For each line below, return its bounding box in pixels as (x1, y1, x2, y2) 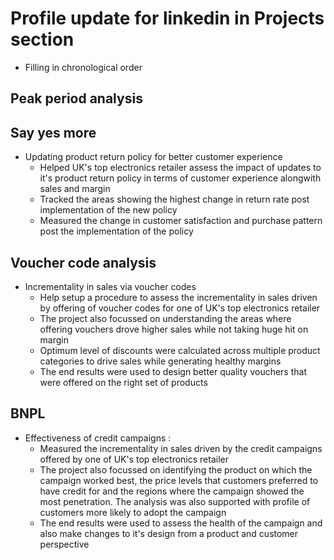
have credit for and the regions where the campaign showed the (39, 485, 305, 497)
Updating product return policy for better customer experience (24, 151, 283, 163)
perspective (39, 538, 90, 550)
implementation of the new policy (39, 204, 178, 216)
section (10, 28, 75, 51)
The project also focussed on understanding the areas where (39, 312, 292, 324)
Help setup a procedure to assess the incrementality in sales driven (39, 291, 318, 303)
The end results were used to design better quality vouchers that (39, 365, 307, 377)
